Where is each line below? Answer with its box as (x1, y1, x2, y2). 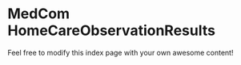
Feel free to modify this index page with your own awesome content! (7, 48, 234, 57)
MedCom (7, 5, 70, 23)
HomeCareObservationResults (7, 21, 215, 40)
